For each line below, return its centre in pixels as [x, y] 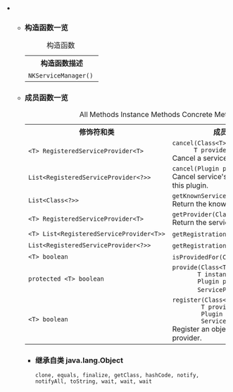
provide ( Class [196, 267]
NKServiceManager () [61, 76]
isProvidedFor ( [197, 257]
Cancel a [187, 158]
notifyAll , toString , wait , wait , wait [94, 381]
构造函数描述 [62, 63]
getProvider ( [194, 214]
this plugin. [190, 185]
